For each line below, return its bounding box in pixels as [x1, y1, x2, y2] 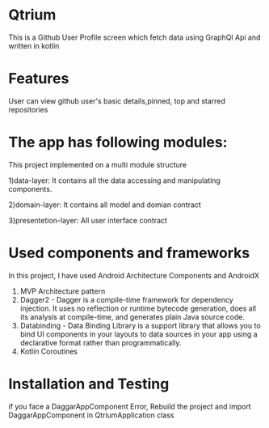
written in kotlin [8, 40, 60, 50]
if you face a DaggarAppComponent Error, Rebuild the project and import [8, 401, 252, 411]
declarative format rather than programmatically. [19, 337, 182, 347]
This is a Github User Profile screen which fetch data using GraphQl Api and [8, 32, 261, 42]
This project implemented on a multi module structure [8, 159, 187, 169]
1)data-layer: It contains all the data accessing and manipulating [8, 176, 221, 185]
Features [8, 70, 69, 88]
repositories [8, 104, 48, 114]
